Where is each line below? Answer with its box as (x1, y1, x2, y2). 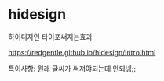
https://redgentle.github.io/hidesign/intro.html (8, 48, 156, 57)
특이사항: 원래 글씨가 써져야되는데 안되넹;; (8, 64, 137, 73)
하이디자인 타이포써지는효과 (8, 32, 93, 41)
